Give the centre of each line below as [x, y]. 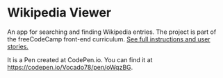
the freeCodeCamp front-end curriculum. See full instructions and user [109, 39]
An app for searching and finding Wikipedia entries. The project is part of [112, 32]
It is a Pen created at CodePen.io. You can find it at [80, 59]
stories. [18, 46]
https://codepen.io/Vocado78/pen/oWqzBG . [70, 67]
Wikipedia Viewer [59, 13]
